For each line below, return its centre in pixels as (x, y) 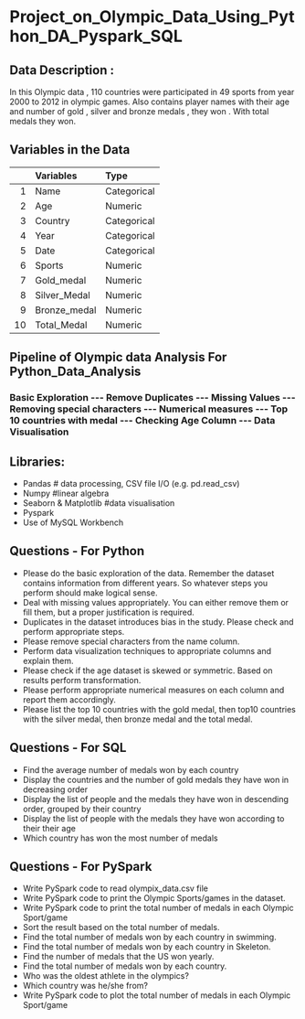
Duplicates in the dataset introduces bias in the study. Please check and (158, 622)
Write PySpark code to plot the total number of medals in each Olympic (157, 995)
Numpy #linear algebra (66, 493)
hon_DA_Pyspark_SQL (96, 36)
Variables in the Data (70, 150)
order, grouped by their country (82, 809)
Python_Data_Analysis (75, 372)
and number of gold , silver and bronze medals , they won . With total (139, 111)
